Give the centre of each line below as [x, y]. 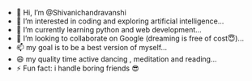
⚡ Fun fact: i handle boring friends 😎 [77, 68]
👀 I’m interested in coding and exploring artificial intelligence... [120, 21]
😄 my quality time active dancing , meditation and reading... [116, 59]
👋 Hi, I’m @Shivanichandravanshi [71, 13]
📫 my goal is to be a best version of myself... [92, 47]
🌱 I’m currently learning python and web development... [109, 30]
